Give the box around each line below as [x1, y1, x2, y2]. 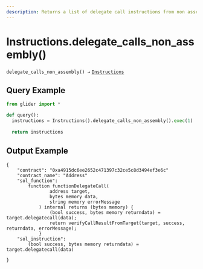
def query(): [6, 112, 39, 118]
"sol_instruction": [17, 236, 66, 242]
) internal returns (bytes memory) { [38, 204, 134, 210]
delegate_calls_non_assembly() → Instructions [6, 69, 124, 75]
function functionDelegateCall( [28, 183, 110, 189]
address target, [49, 188, 91, 194]
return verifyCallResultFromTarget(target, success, [49, 220, 185, 226]
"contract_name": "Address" [17, 172, 88, 178]
